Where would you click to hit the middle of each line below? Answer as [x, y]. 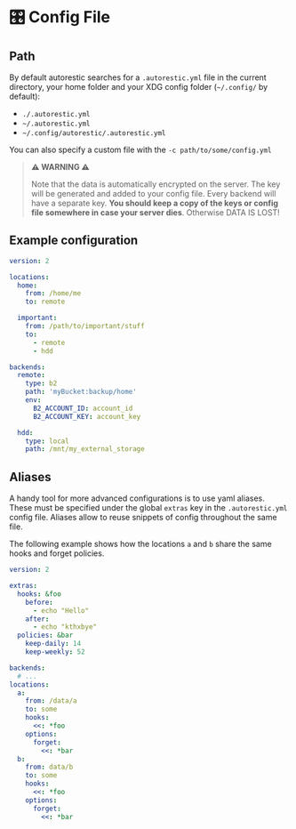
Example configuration [74, 241]
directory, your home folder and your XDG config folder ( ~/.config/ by [139, 87]
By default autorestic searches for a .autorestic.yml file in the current [138, 77]
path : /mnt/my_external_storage [85, 449]
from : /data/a [51, 701]
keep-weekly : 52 [56, 652]
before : [39, 602]
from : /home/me [53, 294]
